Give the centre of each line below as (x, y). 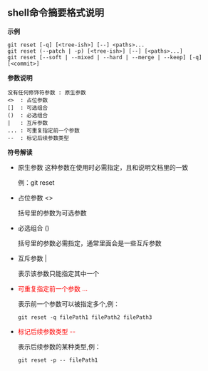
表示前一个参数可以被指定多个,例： (68, 304)
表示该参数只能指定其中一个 (58, 273)
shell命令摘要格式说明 (56, 13)
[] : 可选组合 (28, 108)
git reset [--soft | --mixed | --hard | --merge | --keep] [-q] (105, 57)
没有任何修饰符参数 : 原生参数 (47, 92)
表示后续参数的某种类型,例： (59, 346)
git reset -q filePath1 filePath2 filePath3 (85, 317)
